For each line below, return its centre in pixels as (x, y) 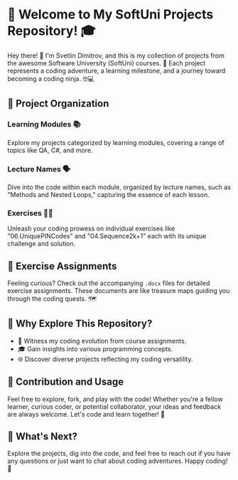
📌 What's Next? (43, 437)
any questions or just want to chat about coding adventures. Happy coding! (118, 461)
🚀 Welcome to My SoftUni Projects (110, 15)
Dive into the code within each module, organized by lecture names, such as (119, 187)
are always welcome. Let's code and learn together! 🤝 (86, 414)
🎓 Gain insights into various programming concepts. (95, 348)
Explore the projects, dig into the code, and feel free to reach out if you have (119, 454)
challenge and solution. (42, 244)
